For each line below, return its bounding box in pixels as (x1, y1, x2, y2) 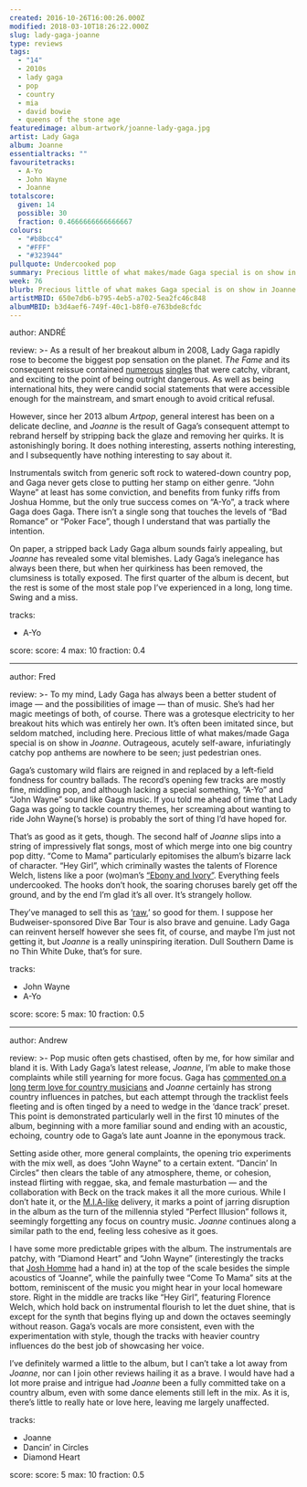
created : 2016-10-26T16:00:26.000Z (9, 13, 145, 23)
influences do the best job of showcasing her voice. (9, 1340, 205, 1352)
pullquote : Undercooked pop (9, 259, 117, 269)
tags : (9, 47, 30, 57)
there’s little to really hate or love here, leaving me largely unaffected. (9, 1397, 270, 1408)
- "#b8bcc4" (17, 234, 64, 243)
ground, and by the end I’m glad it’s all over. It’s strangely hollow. (9, 890, 253, 901)
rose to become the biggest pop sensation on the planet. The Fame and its (9, 354, 291, 365)
